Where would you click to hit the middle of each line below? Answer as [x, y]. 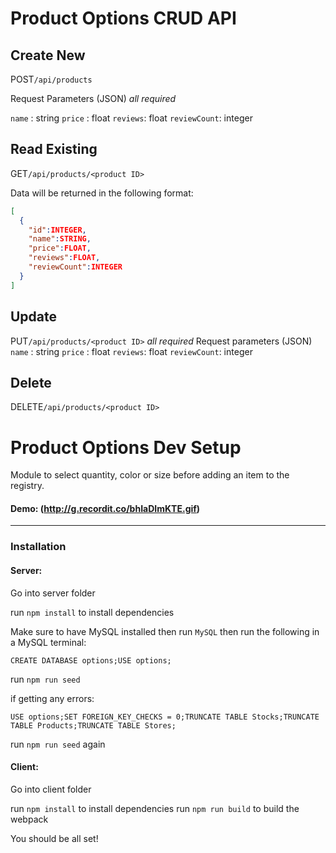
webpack [29, 819]
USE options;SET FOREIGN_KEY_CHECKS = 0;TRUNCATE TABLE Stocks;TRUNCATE [165, 717]
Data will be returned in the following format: [102, 193]
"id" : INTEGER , [57, 230]
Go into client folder [51, 789]
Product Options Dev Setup [126, 447]
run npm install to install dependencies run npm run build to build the [155, 808]
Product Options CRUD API [123, 18]
